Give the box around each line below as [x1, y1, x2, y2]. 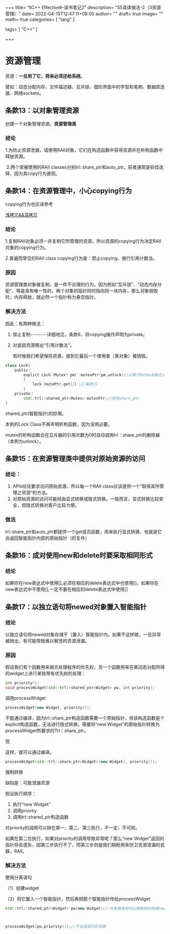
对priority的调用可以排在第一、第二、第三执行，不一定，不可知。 [5, 824, 140, 831]
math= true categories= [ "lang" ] [5, 17, 75, 22]
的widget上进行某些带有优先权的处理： [5, 670, 86, 676]
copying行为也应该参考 [5, 201, 53, 207]
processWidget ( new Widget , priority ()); [5, 705, 92, 710]
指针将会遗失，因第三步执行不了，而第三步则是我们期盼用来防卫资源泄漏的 [5, 841, 160, 847]
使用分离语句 [5, 874, 32, 880]
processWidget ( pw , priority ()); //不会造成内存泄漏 [5, 924, 106, 929]
